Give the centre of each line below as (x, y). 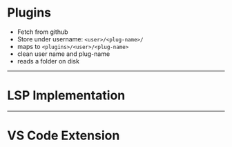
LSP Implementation (66, 96)
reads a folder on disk (48, 61)
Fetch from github (42, 32)
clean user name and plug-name (64, 54)
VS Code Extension (64, 136)
